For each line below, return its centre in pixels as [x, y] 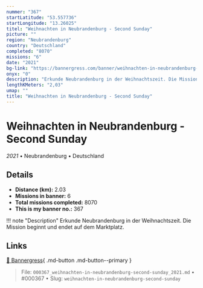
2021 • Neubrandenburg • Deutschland [55, 155]
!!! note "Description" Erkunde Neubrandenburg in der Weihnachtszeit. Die [99, 220]
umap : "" [17, 91]
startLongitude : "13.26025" [42, 23]
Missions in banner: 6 [43, 196]
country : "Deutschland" [36, 46]
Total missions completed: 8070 [56, 202]
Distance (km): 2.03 [40, 189]
